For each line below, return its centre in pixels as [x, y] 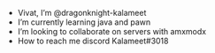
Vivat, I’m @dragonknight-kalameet [82, 13]
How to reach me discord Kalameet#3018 [93, 41]
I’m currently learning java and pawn [84, 22]
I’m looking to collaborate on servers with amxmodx [111, 31]
